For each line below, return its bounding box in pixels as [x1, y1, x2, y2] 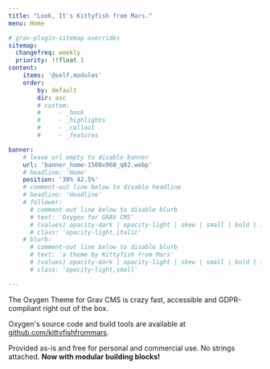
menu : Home [8, 19, 45, 27]
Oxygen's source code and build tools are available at [8, 319, 186, 329]
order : [22, 78, 45, 87]
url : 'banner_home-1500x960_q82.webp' [22, 160, 153, 169]
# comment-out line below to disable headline [22, 183, 182, 192]
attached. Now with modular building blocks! [8, 351, 161, 361]
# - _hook [37, 109, 84, 117]
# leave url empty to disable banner [22, 153, 149, 161]
